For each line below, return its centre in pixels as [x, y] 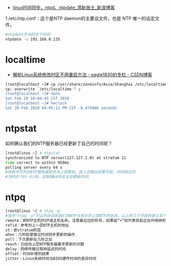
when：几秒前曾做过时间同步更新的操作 [40, 235]
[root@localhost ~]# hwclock [36, 103]
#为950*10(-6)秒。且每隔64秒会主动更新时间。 [49, 177]
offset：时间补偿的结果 [27, 254]
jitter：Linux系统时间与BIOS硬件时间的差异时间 [51, 258]
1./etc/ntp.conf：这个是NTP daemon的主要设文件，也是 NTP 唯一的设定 [80, 18]
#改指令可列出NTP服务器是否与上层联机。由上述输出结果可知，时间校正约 [70, 172]
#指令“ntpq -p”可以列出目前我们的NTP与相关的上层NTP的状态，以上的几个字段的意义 [82, 216]
